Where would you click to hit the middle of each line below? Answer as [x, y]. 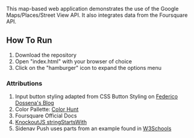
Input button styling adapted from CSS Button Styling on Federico [96, 96]
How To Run [29, 41]
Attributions [24, 83]
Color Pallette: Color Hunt [47, 109]
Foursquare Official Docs [46, 116]
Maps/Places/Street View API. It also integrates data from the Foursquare [97, 15]
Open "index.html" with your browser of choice [74, 61]
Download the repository [46, 55]
